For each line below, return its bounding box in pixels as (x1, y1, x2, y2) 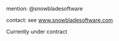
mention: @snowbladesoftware (6, 5, 83, 12)
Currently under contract (6, 28, 68, 35)
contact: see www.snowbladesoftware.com (6, 17, 114, 23)
